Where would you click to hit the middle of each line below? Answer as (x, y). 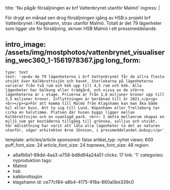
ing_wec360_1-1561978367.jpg (55, 60)
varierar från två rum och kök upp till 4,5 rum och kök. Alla (74, 86)
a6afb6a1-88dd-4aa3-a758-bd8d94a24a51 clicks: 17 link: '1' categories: (88, 155)
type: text (17, 72)
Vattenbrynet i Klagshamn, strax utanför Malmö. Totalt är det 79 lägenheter (83, 23)
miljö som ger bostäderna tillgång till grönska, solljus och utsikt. (81, 121)
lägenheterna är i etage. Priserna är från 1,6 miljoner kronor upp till (85, 94)
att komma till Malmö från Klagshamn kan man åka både (98, 103)
